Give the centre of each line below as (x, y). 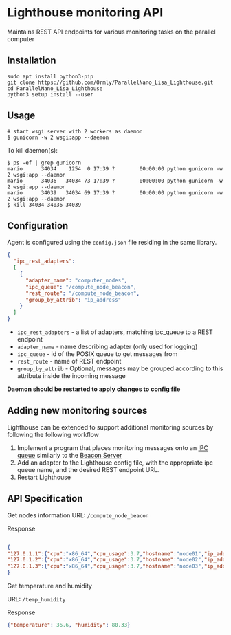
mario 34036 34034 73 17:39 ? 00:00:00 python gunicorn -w (115, 181)
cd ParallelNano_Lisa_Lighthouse (55, 88)
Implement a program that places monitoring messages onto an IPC (112, 447)
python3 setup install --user (51, 94)
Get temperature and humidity (50, 586)
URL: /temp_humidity (36, 599)
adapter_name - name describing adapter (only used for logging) (107, 346)
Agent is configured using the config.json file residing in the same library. (112, 243)
